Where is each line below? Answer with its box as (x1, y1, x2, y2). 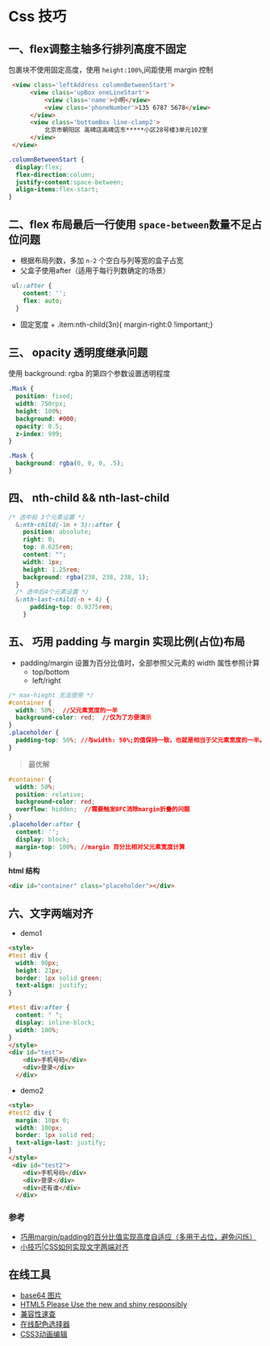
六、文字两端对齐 (8, 906, 93, 920)
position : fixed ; (15, 392, 74, 400)
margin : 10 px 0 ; (15, 1116, 70, 1124)
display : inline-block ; (15, 1018, 95, 1026)
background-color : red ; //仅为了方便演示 (15, 713, 152, 722)
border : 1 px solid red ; (15, 1131, 95, 1139)
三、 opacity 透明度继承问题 (8, 345, 148, 359)
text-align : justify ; (15, 981, 89, 989)
